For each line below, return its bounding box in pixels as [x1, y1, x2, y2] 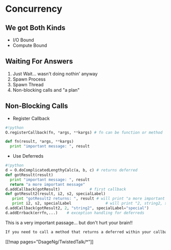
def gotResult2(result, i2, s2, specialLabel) [5, 191, 106, 196]
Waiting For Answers [5, 57, 73, 66]
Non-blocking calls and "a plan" [12, 87, 80, 93]
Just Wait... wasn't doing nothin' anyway [12, 70, 98, 77]
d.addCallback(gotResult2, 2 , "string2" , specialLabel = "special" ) [5, 206, 149, 211]
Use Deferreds [12, 153, 44, 159]
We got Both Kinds [5, 23, 66, 32]
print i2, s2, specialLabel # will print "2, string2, [12, 201, 163, 206]
